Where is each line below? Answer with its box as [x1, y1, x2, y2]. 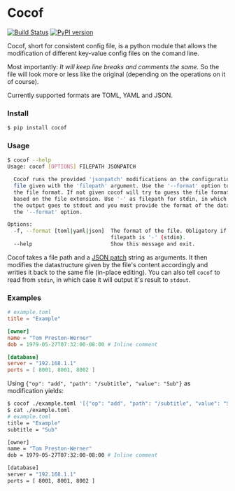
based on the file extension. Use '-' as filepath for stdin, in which [13, 195, 227, 202]
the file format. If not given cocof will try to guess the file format [13, 189, 230, 196]
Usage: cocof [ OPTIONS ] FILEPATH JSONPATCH [7, 163, 136, 171]
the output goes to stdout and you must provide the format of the [13, 201, 215, 209]
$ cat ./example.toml [7, 407, 71, 414]
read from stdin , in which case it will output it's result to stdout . [7, 275, 191, 284]
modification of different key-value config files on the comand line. [7, 49, 199, 57]
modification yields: [7, 387, 64, 395]
